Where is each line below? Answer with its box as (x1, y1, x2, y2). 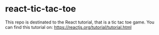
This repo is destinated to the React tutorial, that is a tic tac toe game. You (5, 19, 155, 25)
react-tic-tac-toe (5, 3, 76, 14)
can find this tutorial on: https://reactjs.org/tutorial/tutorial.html (5, 24, 132, 30)
